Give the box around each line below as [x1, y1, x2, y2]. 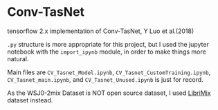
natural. [7, 54, 29, 63]
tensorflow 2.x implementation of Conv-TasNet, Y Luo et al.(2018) [7, 27, 194, 35]
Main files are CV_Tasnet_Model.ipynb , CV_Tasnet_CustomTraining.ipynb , [7, 68, 211, 76]
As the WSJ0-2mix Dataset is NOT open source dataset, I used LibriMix [7, 89, 211, 97]
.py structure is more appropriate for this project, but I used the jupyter [7, 40, 209, 48]
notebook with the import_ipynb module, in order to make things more [7, 47, 206, 56]
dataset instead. [7, 96, 53, 104]
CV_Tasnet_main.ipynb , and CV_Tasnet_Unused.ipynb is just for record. [7, 75, 204, 83]
